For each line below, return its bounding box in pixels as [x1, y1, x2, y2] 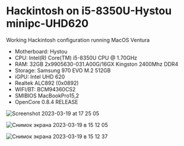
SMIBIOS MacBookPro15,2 [14, 92, 79, 99]
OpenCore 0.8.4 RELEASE [14, 98, 78, 105]
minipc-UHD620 [6, 17, 89, 30]
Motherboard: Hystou [14, 47, 68, 55]
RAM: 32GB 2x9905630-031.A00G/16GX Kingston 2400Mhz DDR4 [14, 61, 179, 68]
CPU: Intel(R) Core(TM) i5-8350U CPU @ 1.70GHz [14, 54, 138, 61]
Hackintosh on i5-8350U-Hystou [6, 4, 172, 18]
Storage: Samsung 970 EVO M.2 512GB [14, 66, 111, 74]
